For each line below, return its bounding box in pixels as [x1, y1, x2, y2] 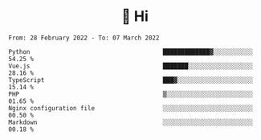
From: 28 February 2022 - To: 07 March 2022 [8, 34, 160, 42]
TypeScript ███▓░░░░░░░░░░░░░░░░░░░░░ [8, 76, 253, 84]
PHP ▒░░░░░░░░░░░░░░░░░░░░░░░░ [8, 90, 253, 98]
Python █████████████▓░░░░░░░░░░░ [8, 47, 253, 56]
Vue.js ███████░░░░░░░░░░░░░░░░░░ [8, 62, 253, 70]
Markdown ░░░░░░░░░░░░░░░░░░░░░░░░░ [8, 118, 253, 126]
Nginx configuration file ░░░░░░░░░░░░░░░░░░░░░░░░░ [8, 104, 253, 112]
